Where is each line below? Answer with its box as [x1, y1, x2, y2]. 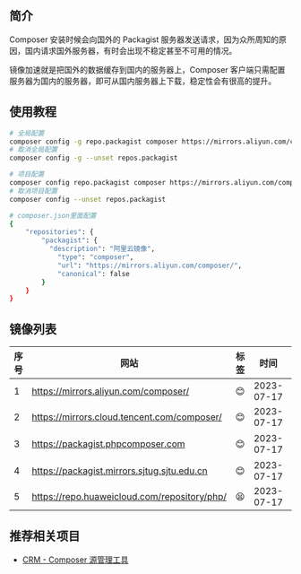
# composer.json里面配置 [9, 211, 97, 220]
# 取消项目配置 [9, 187, 58, 196]
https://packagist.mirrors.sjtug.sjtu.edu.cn [31, 465, 208, 477]
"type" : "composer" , [56, 253, 134, 262]
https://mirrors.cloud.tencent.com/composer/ [31, 411, 222, 423]
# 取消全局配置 [9, 145, 58, 154]
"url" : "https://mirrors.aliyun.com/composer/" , [56, 261, 243, 270]
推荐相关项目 [9, 528, 81, 544]
